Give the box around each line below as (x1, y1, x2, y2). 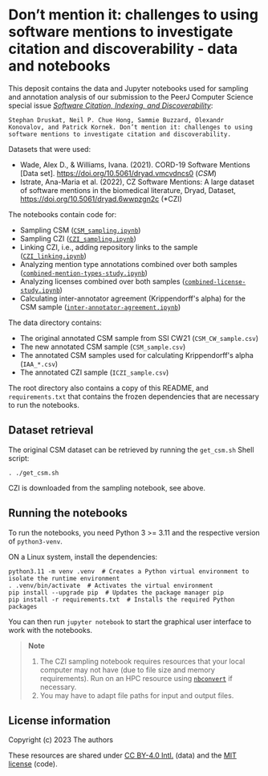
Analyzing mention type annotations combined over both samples (19, 259, 238, 269)
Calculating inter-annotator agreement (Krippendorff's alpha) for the (19, 294, 246, 303)
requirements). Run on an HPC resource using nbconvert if (39, 673, 233, 683)
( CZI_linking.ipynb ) (19, 251, 87, 261)
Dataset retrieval (8, 424, 94, 437)
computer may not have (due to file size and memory (39, 665, 215, 675)
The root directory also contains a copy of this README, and (8, 383, 209, 392)
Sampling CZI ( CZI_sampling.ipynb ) (19, 233, 136, 243)
